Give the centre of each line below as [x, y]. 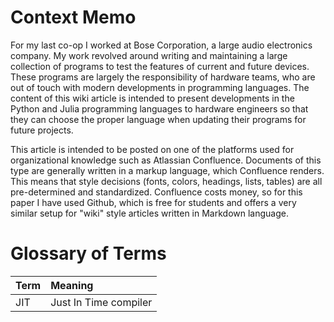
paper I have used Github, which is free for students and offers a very [153, 202]
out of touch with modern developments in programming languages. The [160, 87]
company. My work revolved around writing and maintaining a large [149, 55]
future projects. [42, 130]
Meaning [72, 285]
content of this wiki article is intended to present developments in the [152, 98]
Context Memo [73, 17]
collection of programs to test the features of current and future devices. [160, 66]
